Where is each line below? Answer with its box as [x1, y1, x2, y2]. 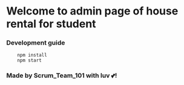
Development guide [6, 39, 65, 47]
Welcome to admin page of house [6, 4, 179, 18]
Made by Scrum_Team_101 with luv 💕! [6, 71, 117, 80]
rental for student [6, 17, 96, 31]
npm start [17, 57, 42, 64]
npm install [17, 52, 47, 58]
